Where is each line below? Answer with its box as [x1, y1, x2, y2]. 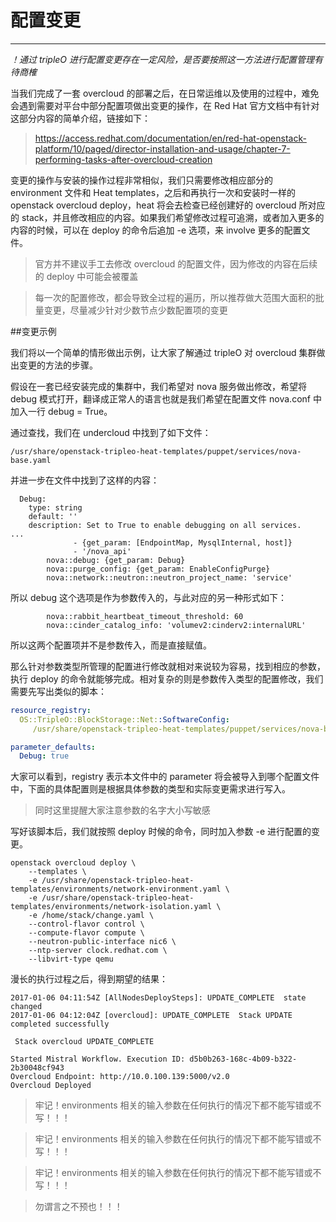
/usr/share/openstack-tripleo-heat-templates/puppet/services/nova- [10, 446, 302, 456]
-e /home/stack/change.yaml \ [28, 911, 155, 921]
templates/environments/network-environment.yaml [10, 884, 222, 895]
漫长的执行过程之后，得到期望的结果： [10, 973, 168, 985]
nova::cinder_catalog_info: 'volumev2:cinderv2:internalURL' [46, 620, 307, 630]
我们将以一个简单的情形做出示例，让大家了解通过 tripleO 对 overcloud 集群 [10, 346, 317, 358]
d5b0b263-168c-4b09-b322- [189, 1054, 298, 1065]
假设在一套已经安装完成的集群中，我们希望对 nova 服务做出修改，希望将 [10, 380, 307, 392]
